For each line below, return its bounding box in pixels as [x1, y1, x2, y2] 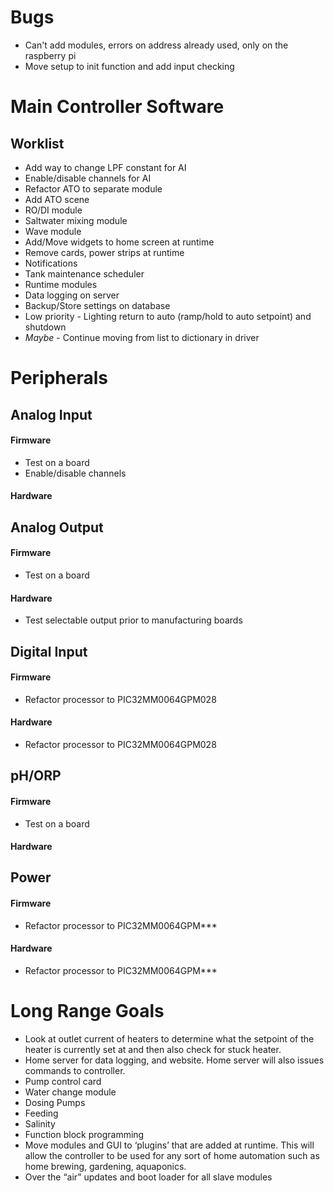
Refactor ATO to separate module [24, 182, 163, 195]
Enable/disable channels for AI [24, 172, 152, 184]
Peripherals [10, 367, 109, 390]
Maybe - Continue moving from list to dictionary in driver [24, 331, 260, 343]
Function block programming [24, 1128, 145, 1140]
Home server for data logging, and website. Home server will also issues [24, 1054, 325, 1066]
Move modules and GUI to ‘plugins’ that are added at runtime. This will [24, 1139, 315, 1151]
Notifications [24, 257, 78, 269]
